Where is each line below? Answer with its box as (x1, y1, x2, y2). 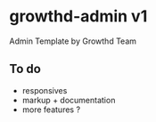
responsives (21, 85, 68, 95)
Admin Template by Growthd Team (9, 36, 136, 46)
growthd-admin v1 (9, 6, 148, 27)
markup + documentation (21, 94, 116, 105)
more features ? (21, 104, 81, 115)
